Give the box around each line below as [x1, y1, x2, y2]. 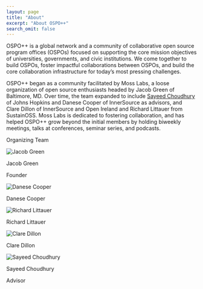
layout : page [6, 8, 39, 15]
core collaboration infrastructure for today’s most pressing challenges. [6, 68, 181, 76]
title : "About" [6, 15, 45, 21]
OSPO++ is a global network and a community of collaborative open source [6, 42, 195, 50]
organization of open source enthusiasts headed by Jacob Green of [6, 86, 175, 94]
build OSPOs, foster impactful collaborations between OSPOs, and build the [6, 62, 195, 69]
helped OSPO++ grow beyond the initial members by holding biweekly [6, 119, 181, 126]
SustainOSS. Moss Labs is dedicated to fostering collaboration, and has [6, 112, 184, 119]
